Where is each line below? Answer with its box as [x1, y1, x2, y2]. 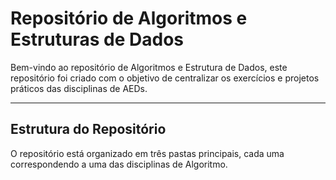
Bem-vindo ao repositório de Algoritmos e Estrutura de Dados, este [10, 61, 288, 73]
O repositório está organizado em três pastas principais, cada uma [10, 147, 285, 159]
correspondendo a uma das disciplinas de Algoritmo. [10, 158, 228, 170]
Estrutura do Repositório [10, 121, 167, 138]
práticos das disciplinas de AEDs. [10, 82, 148, 94]
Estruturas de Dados [10, 28, 184, 51]
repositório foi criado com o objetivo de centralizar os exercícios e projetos [10, 72, 320, 84]
